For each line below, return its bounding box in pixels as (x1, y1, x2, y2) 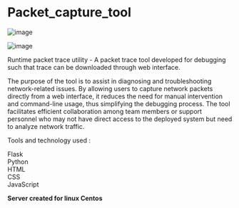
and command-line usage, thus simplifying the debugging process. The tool (7, 99, 230, 108)
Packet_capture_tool (7, 4, 132, 21)
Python (7, 157, 29, 166)
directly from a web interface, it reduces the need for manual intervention (7, 92, 223, 100)
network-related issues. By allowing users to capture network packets (7, 84, 213, 93)
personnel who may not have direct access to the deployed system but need (7, 115, 233, 123)
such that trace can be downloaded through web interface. (7, 63, 180, 71)
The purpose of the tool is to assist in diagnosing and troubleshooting (7, 76, 212, 85)
